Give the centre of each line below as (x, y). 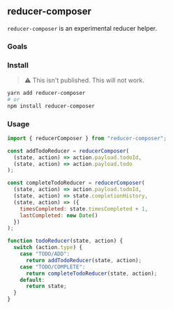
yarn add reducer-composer (46, 93)
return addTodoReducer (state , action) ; (83, 260)
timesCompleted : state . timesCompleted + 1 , (84, 209)
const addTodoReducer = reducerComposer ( (68, 151)
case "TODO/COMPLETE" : (53, 267)
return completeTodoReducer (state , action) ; (91, 273)
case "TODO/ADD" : (45, 254)
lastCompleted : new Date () (59, 216)
